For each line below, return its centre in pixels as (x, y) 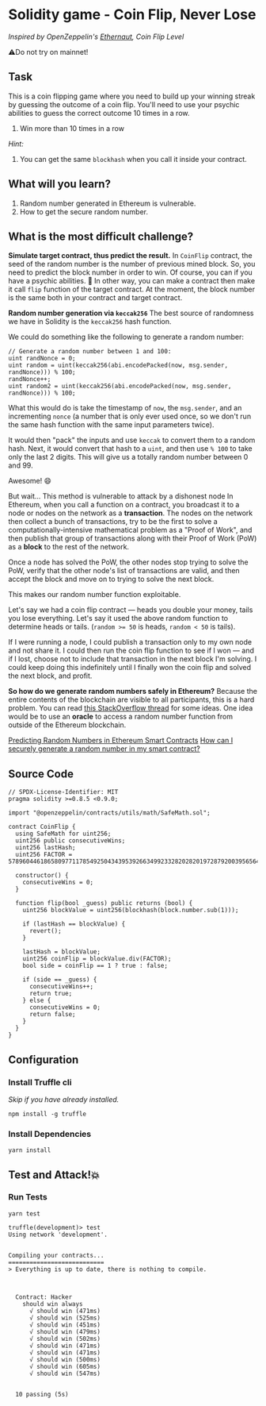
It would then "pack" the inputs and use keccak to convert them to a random (132, 440)
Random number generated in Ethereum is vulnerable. (108, 203)
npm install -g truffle (47, 1114)
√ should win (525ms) (65, 1318)
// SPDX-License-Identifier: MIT (63, 792)
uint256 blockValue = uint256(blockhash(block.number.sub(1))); (131, 911)
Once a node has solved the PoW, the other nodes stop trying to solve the (129, 562)
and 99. (21, 465)
